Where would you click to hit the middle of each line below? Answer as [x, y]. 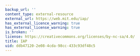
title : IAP [16, 41]
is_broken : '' [20, 32]
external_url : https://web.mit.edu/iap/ [47, 19]
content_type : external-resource [39, 14]
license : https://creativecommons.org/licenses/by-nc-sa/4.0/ [70, 37]
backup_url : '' [21, 9]
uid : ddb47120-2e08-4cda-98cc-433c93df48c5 [50, 46]
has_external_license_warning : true [42, 28]
